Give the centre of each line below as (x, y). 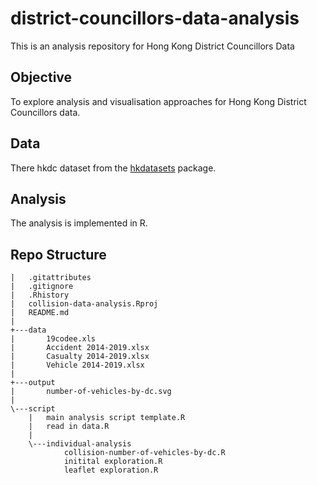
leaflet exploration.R (111, 470)
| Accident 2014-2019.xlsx (80, 348)
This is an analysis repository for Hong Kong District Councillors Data (152, 46)
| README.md (40, 313)
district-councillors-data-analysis (155, 18)
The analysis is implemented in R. (79, 223)
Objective (41, 77)
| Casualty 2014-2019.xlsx (80, 357)
